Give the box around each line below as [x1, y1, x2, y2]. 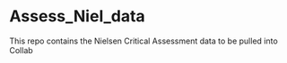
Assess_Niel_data [9, 6, 145, 27]
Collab [9, 44, 33, 55]
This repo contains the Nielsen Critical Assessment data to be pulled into [9, 35, 278, 46]
